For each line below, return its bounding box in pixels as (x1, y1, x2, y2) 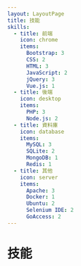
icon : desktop (20, 96, 61, 103)
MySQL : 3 (25, 141, 52, 148)
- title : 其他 (13, 167, 53, 175)
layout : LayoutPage (7, 10, 65, 18)
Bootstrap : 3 (25, 50, 65, 57)
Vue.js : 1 (25, 82, 55, 89)
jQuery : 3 (25, 75, 55, 83)
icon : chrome (20, 37, 58, 44)
